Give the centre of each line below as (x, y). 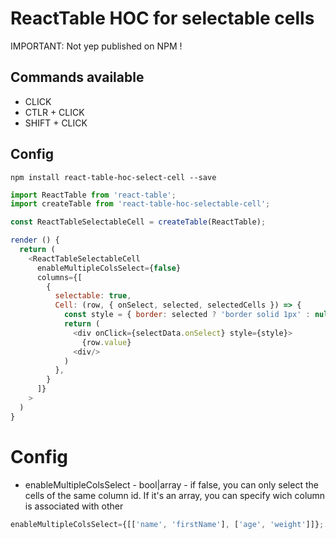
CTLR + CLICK (54, 112)
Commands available (77, 77)
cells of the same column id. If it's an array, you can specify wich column (175, 495)
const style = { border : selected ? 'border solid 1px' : (187, 315)
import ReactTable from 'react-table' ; (93, 195)
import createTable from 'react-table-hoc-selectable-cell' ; (140, 204)
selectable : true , (93, 296)
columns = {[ (59, 277)
